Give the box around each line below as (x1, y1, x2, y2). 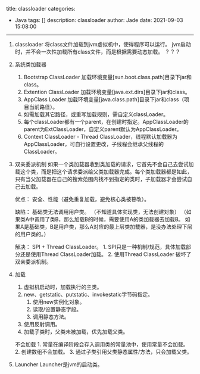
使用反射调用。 (23, 321, 61, 328)
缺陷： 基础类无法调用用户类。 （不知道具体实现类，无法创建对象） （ (14, 208, 186, 215)
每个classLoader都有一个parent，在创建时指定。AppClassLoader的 (23, 119, 189, 125)
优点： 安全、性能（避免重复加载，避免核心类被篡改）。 (14, 196, 150, 202)
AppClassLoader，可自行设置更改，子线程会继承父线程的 (23, 141, 164, 148)
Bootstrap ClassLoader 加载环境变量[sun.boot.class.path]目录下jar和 (23, 74, 192, 80)
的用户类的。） (14, 230, 49, 238)
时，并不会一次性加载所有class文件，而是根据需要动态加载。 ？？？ (14, 48, 180, 55)
